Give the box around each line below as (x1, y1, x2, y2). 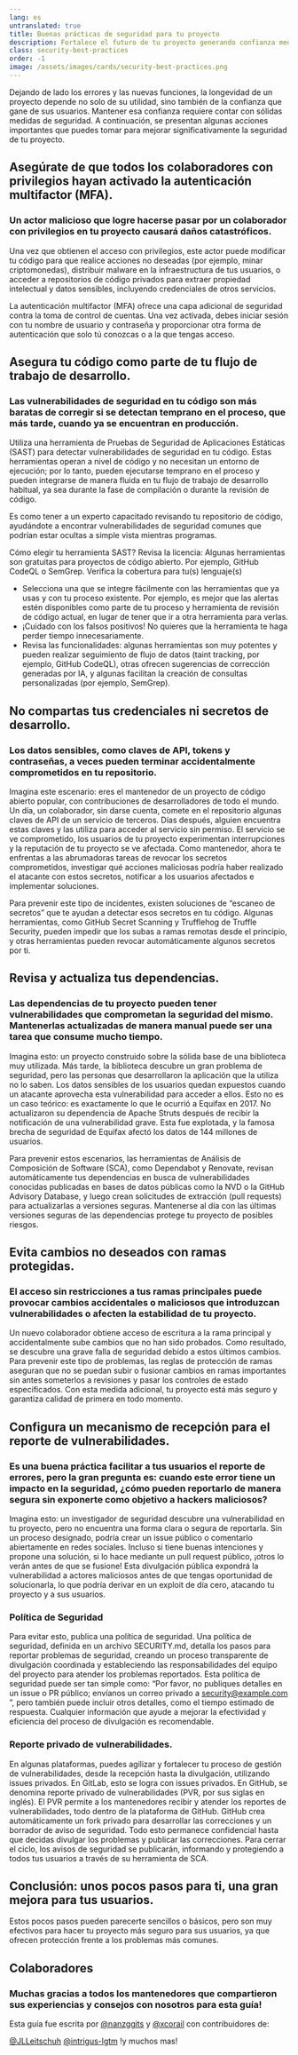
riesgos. (9, 1218, 39, 1230)
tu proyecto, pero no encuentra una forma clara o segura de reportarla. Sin (9, 1523, 282, 1533)
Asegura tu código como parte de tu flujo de (9, 354, 258, 369)
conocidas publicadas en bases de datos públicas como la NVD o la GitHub (9, 1181, 286, 1192)
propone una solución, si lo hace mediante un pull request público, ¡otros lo (9, 1551, 285, 1561)
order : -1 (9, 54, 46, 63)
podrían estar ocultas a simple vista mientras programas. (9, 530, 217, 541)
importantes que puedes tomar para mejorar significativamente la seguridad (9, 124, 288, 135)
